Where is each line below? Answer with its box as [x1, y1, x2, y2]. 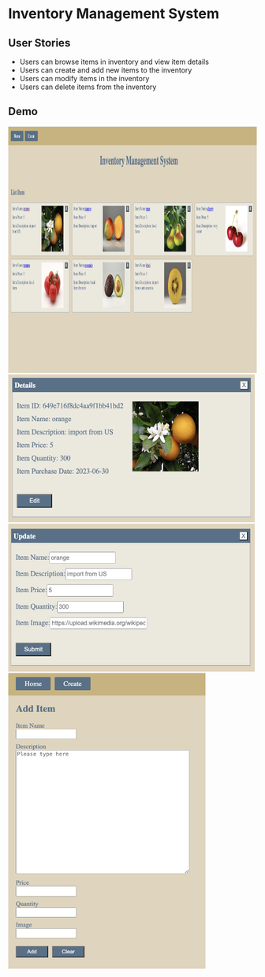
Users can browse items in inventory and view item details [19, 57, 209, 66]
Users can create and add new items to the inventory [19, 65, 192, 75]
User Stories [8, 36, 71, 50]
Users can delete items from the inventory [19, 82, 157, 91]
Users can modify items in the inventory [19, 74, 150, 83]
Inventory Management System [8, 5, 219, 23]
